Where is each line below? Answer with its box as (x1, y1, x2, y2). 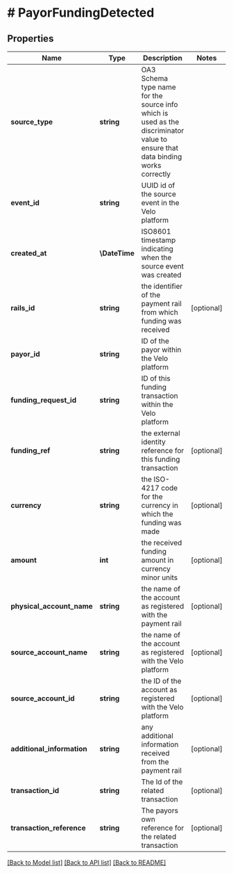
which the (141, 509, 173, 519)
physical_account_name (10, 602, 94, 611)
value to (141, 134, 168, 144)
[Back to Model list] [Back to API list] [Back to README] (7, 858, 166, 867)
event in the (141, 198, 180, 207)
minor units (141, 572, 178, 582)
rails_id (10, 303, 35, 312)
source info (141, 99, 178, 109)
